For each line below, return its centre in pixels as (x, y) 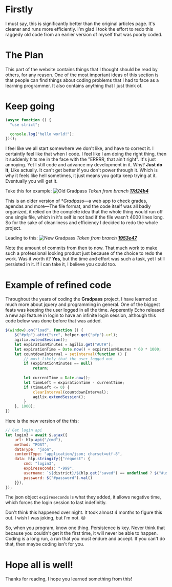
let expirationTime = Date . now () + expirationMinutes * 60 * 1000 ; (88, 349)
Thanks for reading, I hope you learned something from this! (69, 579)
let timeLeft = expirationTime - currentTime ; (74, 382)
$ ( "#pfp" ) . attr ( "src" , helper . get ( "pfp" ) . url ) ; (66, 335)
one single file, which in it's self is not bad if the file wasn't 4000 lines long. (85, 217)
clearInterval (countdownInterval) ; (71, 392)
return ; (41, 368)
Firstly (19, 9)
